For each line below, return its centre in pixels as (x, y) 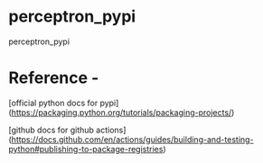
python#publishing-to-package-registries (86, 149)
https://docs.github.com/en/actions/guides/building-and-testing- (132, 139)
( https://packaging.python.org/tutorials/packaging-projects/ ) (122, 112)
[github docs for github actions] (67, 130)
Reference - (54, 78)
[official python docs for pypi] (64, 103)
